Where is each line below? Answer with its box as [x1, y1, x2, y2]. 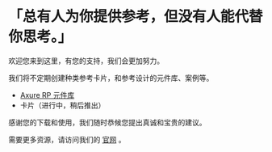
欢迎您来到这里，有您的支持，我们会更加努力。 [8, 56, 164, 65]
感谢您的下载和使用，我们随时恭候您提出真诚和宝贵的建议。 [8, 117, 207, 127]
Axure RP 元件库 [19, 90, 75, 99]
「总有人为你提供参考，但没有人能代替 [8, 7, 264, 26]
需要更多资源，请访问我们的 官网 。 [8, 134, 126, 144]
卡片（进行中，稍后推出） [19, 100, 106, 110]
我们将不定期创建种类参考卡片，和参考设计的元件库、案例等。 [8, 73, 214, 82]
